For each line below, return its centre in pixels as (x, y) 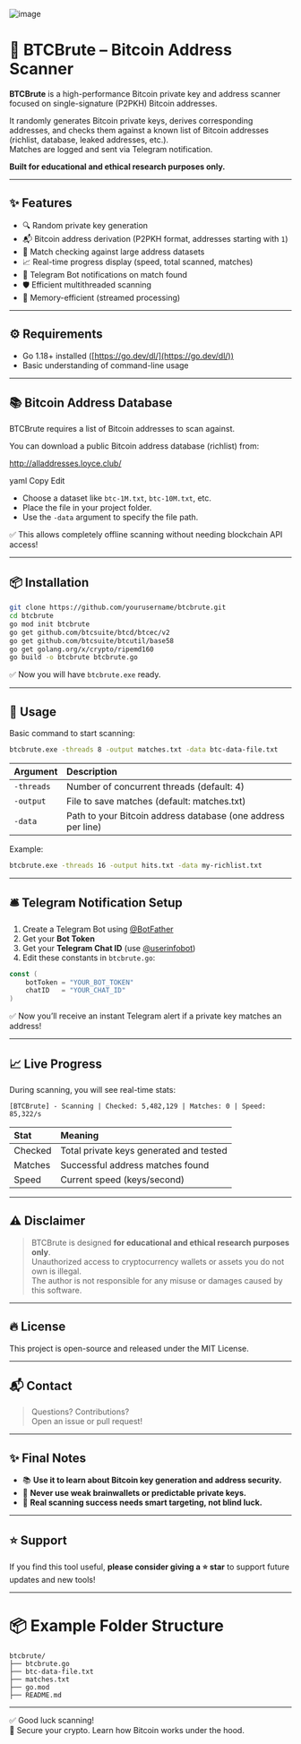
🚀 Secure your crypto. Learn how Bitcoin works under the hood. (127, 1730)
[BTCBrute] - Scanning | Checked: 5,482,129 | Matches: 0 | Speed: (138, 1106)
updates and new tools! (52, 1580)
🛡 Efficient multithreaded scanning (87, 284)
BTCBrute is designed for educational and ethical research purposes (160, 1242)
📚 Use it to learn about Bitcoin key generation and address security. (152, 1480)
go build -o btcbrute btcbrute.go (74, 657)
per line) (84, 827)
